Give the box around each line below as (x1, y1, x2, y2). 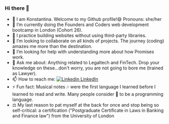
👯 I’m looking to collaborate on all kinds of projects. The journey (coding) (12, 38, 164, 44)
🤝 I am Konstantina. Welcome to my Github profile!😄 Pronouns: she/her (12, 16, 162, 22)
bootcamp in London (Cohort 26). (12, 27, 83, 33)
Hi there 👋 (5, 5, 30, 12)
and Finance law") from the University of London (12, 113, 115, 119)
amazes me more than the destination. (12, 43, 92, 49)
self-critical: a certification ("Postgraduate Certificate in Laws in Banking (12, 107, 164, 114)
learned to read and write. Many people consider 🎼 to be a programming (12, 91, 163, 97)
